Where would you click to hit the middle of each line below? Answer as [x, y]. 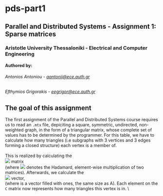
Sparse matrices [31, 34]
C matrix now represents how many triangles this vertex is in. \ [67, 189]
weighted [14, 130]
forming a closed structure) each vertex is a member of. [61, 145]
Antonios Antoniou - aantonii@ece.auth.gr [47, 76]
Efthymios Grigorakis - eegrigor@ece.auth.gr [50, 92]
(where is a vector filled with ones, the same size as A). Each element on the [81, 183]
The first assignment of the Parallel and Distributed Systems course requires [81, 120]
